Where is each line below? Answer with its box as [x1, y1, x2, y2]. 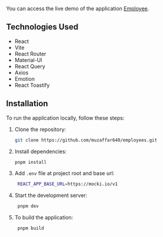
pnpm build [17, 225, 44, 232]
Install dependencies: [14, 147, 67, 155]
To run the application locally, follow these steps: [6, 114, 125, 121]
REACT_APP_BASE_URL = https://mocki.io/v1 [17, 181, 118, 187]
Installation [6, 98, 48, 108]
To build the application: [14, 214, 74, 221]
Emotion [14, 75, 35, 82]
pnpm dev [17, 203, 39, 209]
